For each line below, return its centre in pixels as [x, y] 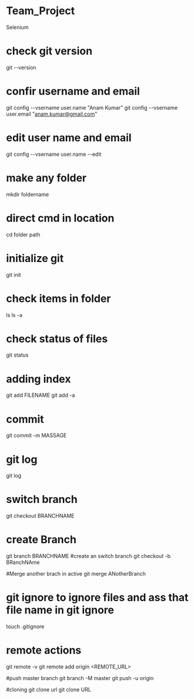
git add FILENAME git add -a [41, 395]
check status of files [57, 339]
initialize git [35, 258]
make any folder [46, 178]
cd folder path [23, 234]
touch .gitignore [25, 626]
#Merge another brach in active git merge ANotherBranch [76, 574]
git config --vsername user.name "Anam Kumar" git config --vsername [92, 107]
